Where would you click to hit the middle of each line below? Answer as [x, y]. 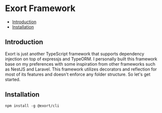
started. [13, 79]
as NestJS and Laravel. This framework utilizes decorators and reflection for [81, 69]
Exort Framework [40, 8]
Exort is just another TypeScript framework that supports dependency [75, 54]
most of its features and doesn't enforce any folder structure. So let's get [78, 74]
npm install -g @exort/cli [32, 106]
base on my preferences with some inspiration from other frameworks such [80, 64]
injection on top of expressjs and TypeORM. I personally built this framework [81, 59]
